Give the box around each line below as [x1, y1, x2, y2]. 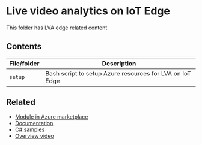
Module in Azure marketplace [14, 113, 88, 120]
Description [102, 59, 136, 67]
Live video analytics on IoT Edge [6, 4, 170, 18]
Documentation [14, 119, 54, 126]
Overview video [14, 132, 54, 139]
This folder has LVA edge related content [6, 24, 108, 31]
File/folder [9, 59, 40, 67]
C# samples [14, 126, 45, 133]
